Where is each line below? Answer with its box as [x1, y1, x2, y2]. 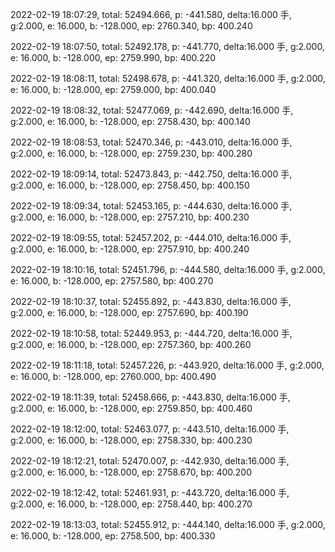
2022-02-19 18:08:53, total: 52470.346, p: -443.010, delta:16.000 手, [10, 136, 293, 148]
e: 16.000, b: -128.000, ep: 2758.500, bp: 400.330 [10, 530, 216, 542]
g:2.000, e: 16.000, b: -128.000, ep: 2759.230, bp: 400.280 [10, 148, 253, 159]
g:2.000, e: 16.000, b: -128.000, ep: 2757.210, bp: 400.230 [10, 211, 250, 223]
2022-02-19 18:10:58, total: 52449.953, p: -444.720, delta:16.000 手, [10, 328, 293, 339]
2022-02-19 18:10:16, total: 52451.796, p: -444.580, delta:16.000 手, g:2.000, [10, 264, 326, 275]
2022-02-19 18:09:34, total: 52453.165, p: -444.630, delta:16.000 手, [10, 200, 293, 212]
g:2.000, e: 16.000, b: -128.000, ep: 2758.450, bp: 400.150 [10, 179, 250, 191]
